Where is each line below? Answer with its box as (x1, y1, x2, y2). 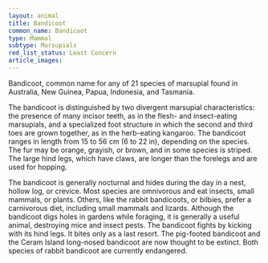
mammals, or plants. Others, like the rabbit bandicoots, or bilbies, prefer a (8, 194, 252, 204)
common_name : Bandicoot (8, 26, 88, 34)
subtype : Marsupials (8, 42, 78, 50)
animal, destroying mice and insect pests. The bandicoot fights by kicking (8, 220, 252, 229)
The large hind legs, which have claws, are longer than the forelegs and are (8, 153, 258, 163)
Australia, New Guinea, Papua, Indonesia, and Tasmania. (8, 87, 195, 96)
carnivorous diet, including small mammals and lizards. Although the (8, 203, 234, 212)
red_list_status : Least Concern (8, 49, 116, 57)
